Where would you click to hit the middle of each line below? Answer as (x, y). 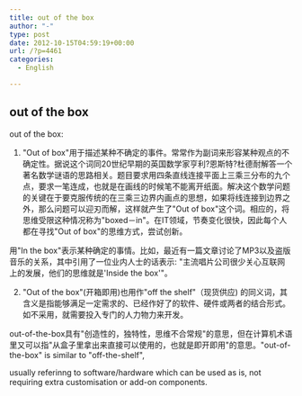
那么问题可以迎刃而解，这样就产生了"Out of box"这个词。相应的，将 (164, 209)
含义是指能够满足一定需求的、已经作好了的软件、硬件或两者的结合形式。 (156, 303)
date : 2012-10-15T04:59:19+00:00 (72, 43)
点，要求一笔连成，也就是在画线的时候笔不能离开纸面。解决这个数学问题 (156, 186)
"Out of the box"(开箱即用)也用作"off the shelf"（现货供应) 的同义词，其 (155, 292)
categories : (31, 59)
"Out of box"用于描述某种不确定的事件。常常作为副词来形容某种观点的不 (156, 152)
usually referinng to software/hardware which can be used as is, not (136, 372)
